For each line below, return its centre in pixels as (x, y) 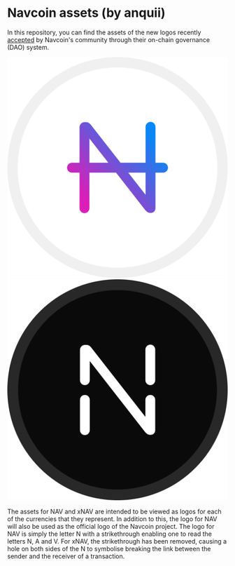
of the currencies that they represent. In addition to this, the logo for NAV (112, 519)
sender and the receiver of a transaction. (66, 556)
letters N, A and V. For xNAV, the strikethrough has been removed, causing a (117, 541)
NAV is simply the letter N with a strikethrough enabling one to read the (109, 534)
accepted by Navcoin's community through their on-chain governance (109, 39)
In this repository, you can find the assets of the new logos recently (104, 32)
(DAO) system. (28, 47)
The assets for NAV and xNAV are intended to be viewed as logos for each (114, 511)
